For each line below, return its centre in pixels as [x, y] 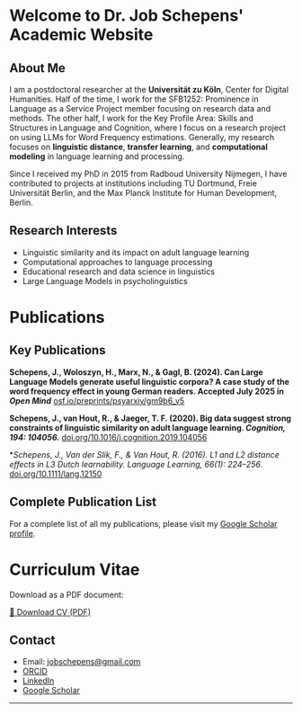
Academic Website [81, 35]
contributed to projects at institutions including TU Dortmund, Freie [133, 183]
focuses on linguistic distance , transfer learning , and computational [138, 147]
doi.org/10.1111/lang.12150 [56, 474]
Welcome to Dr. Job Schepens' [127, 16]
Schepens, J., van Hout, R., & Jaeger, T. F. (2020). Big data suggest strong [151, 418]
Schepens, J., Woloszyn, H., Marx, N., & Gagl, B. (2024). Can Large [136, 372]
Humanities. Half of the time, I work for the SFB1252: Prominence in [134, 99]
